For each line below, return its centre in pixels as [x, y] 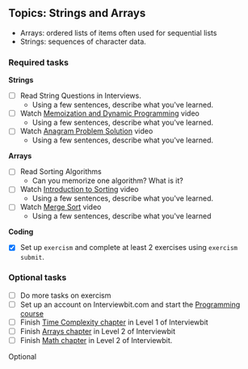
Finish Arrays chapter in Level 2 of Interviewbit [98, 332]
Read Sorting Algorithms [61, 172]
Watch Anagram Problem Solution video [86, 131]
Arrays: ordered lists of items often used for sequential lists [118, 32]
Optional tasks [38, 278]
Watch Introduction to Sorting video [79, 189]
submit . [32, 257]
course [32, 313]
